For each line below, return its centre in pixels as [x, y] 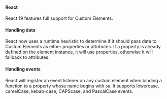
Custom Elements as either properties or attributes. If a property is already [83, 47]
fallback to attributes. [27, 57]
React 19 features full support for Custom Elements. [59, 18]
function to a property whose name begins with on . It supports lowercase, [82, 86]
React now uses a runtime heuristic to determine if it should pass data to [81, 41]
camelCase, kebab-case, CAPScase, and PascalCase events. [69, 91]
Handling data [20, 30]
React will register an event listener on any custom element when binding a [84, 80]
